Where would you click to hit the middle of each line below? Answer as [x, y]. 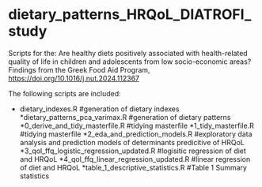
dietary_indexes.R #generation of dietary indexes [99, 109]
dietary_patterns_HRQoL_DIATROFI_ [130, 15]
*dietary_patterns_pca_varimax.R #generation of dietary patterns [125, 117]
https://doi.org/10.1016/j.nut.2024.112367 [74, 78]
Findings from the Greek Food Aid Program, [79, 69]
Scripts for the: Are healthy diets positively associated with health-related [128, 53]
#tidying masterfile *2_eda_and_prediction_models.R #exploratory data [136, 134]
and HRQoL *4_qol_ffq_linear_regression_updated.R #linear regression [135, 159]
